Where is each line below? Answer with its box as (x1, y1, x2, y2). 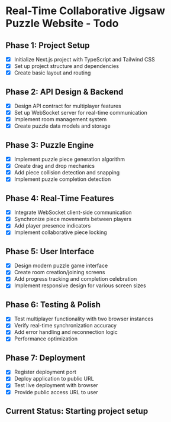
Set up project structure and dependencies (14, 63, 120, 70)
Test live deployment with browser (14, 382, 98, 389)
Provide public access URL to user (14, 388, 98, 395)
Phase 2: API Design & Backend (5, 87, 124, 97)
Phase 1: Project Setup (5, 40, 90, 50)
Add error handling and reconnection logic (14, 329, 118, 336)
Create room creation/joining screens (14, 269, 105, 276)
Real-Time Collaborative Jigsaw (5, 4, 166, 18)
